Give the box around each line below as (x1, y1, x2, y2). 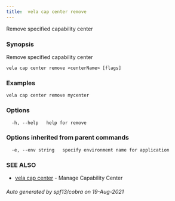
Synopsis (6, 40, 34, 48)
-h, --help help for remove (11, 120, 87, 126)
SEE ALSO (6, 160, 36, 169)
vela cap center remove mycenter (6, 92, 90, 98)
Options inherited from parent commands (6, 134, 130, 142)
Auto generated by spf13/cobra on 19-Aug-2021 (6, 188, 124, 195)
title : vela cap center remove (6, 8, 87, 15)
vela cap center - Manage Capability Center (14, 174, 123, 182)
